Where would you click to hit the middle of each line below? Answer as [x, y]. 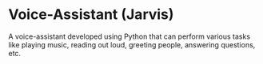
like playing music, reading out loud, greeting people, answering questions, [132, 44]
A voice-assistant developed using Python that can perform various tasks [129, 36]
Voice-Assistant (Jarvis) [91, 15]
